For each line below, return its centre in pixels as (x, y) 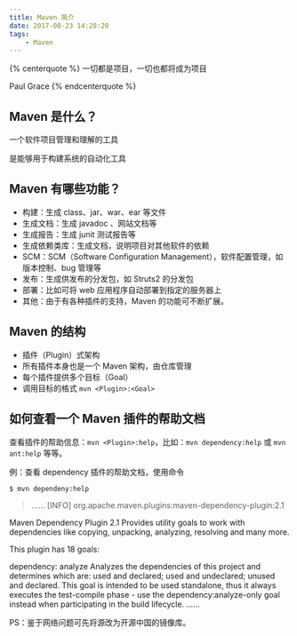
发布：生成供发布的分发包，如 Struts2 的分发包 (108, 278)
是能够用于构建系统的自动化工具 (68, 159)
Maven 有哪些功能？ (65, 189)
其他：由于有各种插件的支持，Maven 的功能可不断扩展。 (125, 301)
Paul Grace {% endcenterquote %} (73, 86)
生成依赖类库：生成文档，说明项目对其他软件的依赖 (116, 245)
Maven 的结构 (48, 332)
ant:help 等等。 (38, 453)
